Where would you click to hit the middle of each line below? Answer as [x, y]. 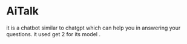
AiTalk [23, 11]
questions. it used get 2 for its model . [54, 34]
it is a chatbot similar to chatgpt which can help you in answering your [93, 28]
